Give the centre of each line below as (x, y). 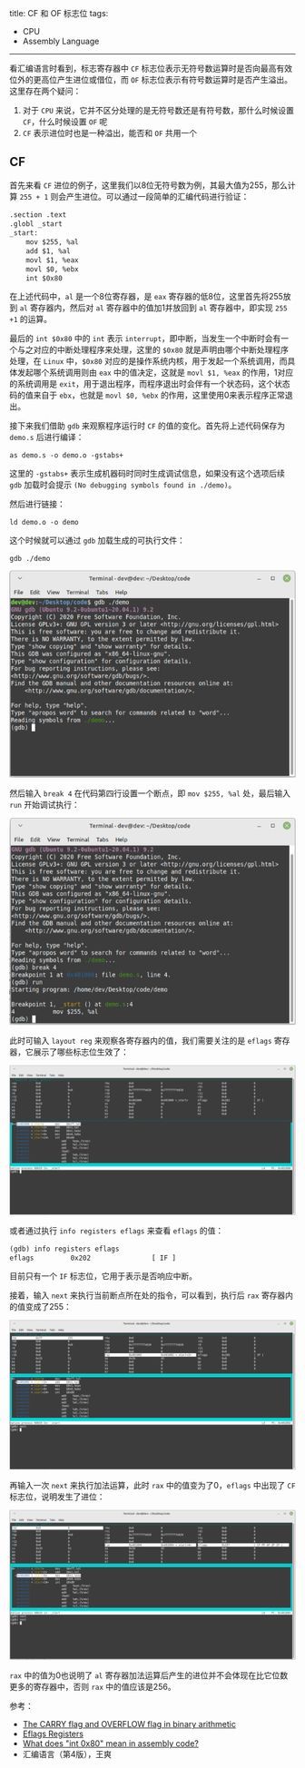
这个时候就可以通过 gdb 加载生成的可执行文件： (98, 540)
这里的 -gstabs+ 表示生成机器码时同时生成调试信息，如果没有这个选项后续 (148, 473)
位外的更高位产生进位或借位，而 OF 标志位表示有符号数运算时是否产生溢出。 (151, 79)
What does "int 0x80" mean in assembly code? (111, 1743)
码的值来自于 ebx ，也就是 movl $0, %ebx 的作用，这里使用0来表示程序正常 (148, 395)
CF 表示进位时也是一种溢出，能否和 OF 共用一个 (110, 133)
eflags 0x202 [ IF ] (93, 1258)
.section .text (38, 215)
